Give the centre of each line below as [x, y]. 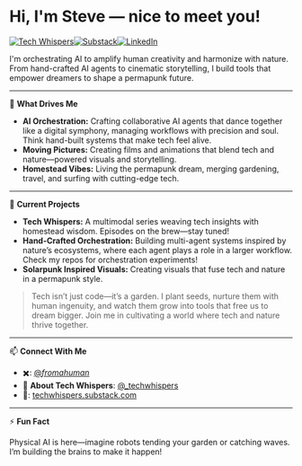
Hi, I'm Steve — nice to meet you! [135, 17]
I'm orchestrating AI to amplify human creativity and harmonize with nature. [149, 58]
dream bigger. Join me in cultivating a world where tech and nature [155, 315]
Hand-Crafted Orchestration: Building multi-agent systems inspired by [154, 241]
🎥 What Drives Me [44, 103]
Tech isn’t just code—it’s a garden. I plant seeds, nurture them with [155, 296]
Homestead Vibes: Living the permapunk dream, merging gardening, [151, 169]
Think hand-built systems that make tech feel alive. [117, 140]
